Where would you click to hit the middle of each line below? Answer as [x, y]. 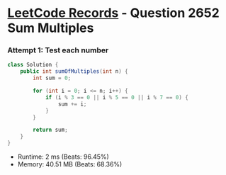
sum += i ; [72, 104]
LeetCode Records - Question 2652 [113, 13]
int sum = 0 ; [52, 78]
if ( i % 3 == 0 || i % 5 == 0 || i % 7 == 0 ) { [117, 97]
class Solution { [33, 65]
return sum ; [51, 130]
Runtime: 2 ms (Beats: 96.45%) [63, 157]
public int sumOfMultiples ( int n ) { [74, 72]
